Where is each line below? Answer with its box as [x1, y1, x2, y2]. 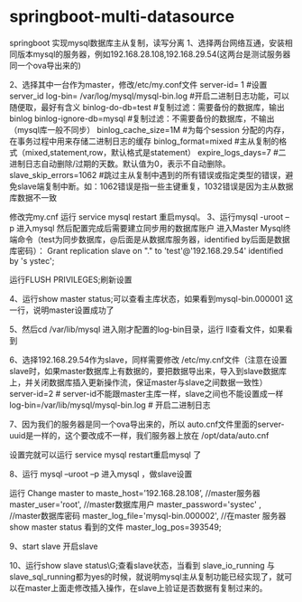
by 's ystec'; [9, 255, 55, 266]
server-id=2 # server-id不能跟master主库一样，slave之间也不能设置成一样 [9, 388, 284, 399]
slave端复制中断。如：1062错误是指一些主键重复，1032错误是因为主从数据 [16, 181, 294, 192]
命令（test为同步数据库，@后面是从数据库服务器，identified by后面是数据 [16, 233, 290, 245]
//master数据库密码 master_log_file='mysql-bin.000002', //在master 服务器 [9, 510, 287, 521]
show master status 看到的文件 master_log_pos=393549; [9, 522, 222, 532]
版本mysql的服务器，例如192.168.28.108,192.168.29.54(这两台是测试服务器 [16, 48, 291, 60]
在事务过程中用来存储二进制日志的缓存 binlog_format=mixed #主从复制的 [9, 136, 279, 146]
